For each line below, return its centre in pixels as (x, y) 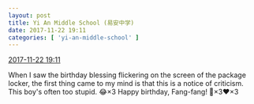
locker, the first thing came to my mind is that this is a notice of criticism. (126, 84)
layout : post (30, 15)
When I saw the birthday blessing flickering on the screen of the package (127, 75)
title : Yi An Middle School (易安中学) (71, 23)
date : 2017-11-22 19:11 (47, 30)
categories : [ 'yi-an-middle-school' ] (74, 37)
